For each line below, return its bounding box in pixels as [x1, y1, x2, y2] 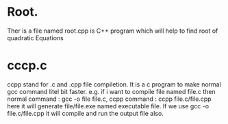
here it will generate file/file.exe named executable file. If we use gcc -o [7, 102, 210, 110]
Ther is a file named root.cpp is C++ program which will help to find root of [7, 27, 218, 35]
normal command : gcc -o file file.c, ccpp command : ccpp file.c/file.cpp [7, 95, 212, 103]
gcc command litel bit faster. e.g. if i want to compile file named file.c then [7, 87, 216, 95]
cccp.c [7, 58, 47, 74]
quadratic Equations [7, 33, 64, 42]
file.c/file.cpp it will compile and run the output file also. [7, 109, 164, 117]
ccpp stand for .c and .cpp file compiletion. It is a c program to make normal [7, 80, 221, 89]
